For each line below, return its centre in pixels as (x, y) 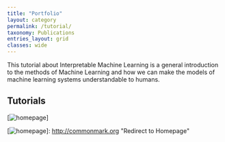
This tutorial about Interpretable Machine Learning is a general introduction (113, 65)
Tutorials (26, 101)
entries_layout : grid (38, 39)
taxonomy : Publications (41, 33)
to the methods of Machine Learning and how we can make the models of (111, 72)
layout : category (32, 20)
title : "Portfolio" (35, 13)
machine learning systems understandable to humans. (83, 79)
